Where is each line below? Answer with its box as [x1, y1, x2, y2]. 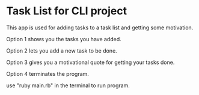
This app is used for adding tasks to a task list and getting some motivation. [6, 24, 194, 31]
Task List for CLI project [6, 4, 127, 18]
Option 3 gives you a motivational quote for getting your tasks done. [6, 59, 175, 66]
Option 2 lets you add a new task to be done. [6, 47, 117, 54]
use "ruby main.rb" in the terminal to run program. [6, 82, 130, 89]
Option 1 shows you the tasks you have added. [6, 35, 121, 42]
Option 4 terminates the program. [6, 70, 89, 77]
